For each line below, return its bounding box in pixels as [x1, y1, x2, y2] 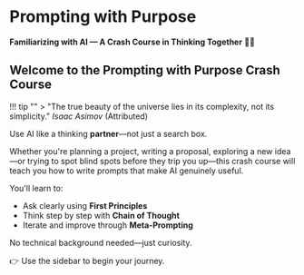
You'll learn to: [9, 182, 64, 193]
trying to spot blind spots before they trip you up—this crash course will [26, 155, 296, 166]
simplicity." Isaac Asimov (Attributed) [9, 111, 148, 122]
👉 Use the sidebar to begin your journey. [9, 255, 165, 266]
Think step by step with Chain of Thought [22, 210, 180, 221]
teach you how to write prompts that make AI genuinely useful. [9, 165, 244, 176]
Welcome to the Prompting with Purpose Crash [9, 63, 280, 78]
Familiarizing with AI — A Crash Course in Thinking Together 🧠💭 [9, 36, 256, 47]
